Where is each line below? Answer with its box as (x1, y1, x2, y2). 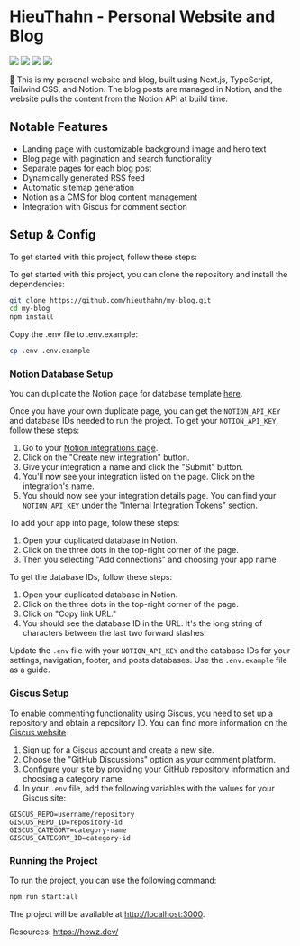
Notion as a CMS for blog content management (22, 192, 198, 202)
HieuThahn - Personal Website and (9, 6, 276, 27)
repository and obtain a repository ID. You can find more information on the (9, 717, 288, 728)
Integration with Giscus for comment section (22, 201, 187, 211)
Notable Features (9, 119, 108, 135)
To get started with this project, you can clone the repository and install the (9, 268, 288, 279)
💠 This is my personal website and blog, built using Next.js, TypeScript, (9, 74, 273, 85)
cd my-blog (9, 304, 50, 314)
